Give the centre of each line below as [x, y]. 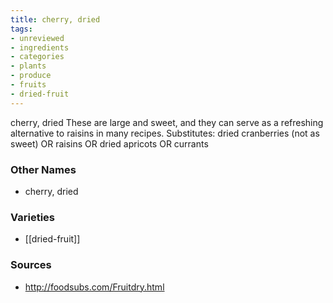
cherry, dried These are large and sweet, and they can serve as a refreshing [167, 122]
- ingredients [40, 47]
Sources [31, 265]
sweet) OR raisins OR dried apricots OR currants [109, 143]
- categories [37, 57]
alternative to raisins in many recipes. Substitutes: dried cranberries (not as [165, 133]
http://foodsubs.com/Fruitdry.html [94, 287]
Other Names [43, 169]
